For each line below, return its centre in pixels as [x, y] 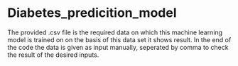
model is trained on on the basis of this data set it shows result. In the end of [119, 39]
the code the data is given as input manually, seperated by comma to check [118, 47]
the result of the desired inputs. [53, 55]
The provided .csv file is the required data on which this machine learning [115, 32]
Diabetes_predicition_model [92, 13]
